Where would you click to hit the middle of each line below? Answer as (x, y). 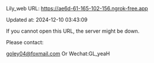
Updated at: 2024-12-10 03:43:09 (47, 20)
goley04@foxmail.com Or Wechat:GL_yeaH (58, 54)
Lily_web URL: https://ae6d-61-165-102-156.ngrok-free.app (77, 8)
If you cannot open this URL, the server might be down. (73, 31)
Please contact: (25, 42)
